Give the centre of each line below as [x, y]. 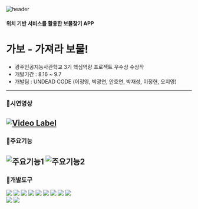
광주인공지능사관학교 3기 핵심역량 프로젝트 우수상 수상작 [79, 67]
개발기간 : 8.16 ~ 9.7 [38, 74]
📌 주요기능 [19, 141]
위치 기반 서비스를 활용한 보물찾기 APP [50, 23]
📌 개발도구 [19, 180]
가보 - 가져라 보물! [47, 49]
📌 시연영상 [19, 104]
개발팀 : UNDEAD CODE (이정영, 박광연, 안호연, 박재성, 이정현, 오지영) [95, 81]
